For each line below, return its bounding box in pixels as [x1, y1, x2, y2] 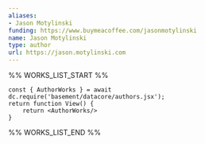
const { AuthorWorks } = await [8, 86, 112, 94]
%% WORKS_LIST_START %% [8, 71, 109, 80]
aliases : [8, 11, 37, 20]
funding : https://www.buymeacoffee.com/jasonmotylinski [8, 26, 197, 34]
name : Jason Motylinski [8, 33, 87, 42]
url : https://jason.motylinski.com [8, 49, 126, 56]
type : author [8, 41, 52, 49]
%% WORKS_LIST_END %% [8, 128, 102, 137]
